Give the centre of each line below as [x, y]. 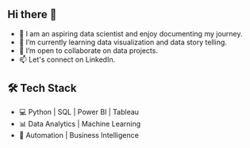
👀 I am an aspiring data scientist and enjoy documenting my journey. [131, 33]
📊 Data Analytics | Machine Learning [80, 123]
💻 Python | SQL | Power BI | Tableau [79, 112]
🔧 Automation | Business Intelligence [79, 135]
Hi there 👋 [32, 15]
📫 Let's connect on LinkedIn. [67, 59]
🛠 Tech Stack [42, 88]
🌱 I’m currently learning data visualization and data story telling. [123, 42]
